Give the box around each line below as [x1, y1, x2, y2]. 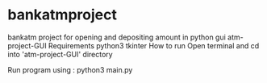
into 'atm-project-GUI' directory [7, 49, 114, 59]
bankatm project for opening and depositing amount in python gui [7, 32, 227, 42]
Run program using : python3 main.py [7, 64, 133, 74]
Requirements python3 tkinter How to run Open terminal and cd [48, 40, 260, 50]
